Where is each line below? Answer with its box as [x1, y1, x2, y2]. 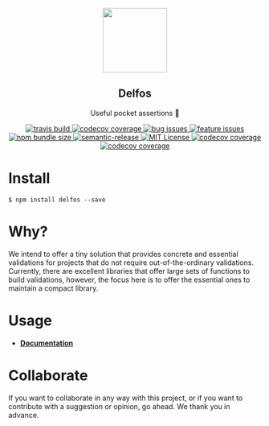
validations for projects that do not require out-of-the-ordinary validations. [8, 258, 255, 267]
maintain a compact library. [8, 283, 99, 293]
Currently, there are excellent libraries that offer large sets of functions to [8, 266, 251, 275]
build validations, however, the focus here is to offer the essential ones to [8, 275, 251, 284]
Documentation [19, 338, 74, 348]
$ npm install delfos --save [8, 196, 106, 204]
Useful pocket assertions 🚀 [90, 108, 180, 118]
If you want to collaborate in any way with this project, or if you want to [8, 393, 243, 403]
